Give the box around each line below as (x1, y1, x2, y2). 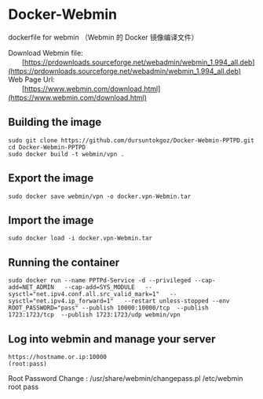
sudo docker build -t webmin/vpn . (8, 150, 125, 158)
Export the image (8, 171, 94, 185)
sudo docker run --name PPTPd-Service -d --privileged (8, 276, 192, 284)
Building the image (8, 115, 102, 129)
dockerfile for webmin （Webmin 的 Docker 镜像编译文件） (8, 32, 199, 42)
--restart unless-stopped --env (124, 297, 230, 306)
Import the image (8, 214, 94, 227)
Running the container (8, 255, 120, 269)
